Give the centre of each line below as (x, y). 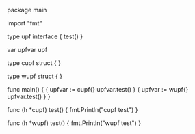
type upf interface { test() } (45, 36)
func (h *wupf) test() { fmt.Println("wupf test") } (74, 123)
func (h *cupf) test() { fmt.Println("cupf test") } (73, 110)
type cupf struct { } (34, 63)
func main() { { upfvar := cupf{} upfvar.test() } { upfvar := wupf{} (98, 89)
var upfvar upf (27, 50)
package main (27, 10)
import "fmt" (25, 23)
